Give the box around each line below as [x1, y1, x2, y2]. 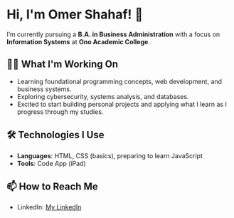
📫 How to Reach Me [6, 180, 98, 192]
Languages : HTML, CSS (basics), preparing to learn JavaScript [16, 151, 203, 160]
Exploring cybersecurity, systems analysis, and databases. [16, 92, 189, 100]
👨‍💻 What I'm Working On [6, 58, 119, 71]
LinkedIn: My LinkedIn [16, 203, 82, 212]
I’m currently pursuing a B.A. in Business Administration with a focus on [6, 30, 220, 38]
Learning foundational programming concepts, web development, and [16, 77, 222, 85]
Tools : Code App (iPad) [16, 159, 86, 167]
